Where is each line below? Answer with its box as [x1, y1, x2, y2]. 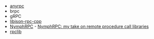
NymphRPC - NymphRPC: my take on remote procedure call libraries [9, 24, 149, 29]
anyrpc [9, 3, 25, 9]
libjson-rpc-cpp [9, 18, 42, 24]
